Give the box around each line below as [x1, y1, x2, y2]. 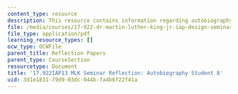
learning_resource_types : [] [7, 37, 93, 44]
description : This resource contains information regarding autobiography [7, 17, 233, 24]
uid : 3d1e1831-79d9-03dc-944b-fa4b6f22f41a [7, 76, 138, 83]
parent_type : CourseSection [7, 57, 91, 64]
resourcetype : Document [7, 63, 78, 70]
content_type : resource [7, 10, 78, 18]
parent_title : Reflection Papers [7, 50, 106, 57]
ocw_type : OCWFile [7, 43, 62, 50]
